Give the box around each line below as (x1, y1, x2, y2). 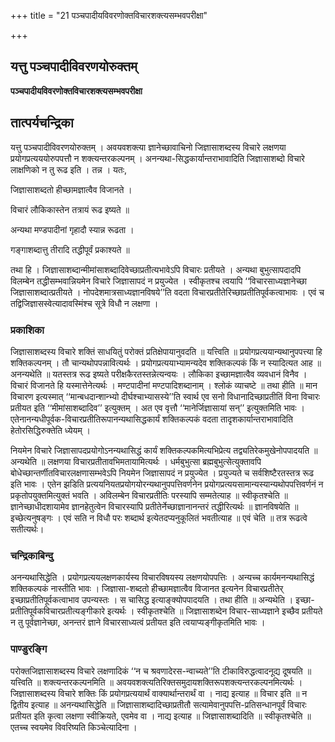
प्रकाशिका (10, 323, 45, 337)
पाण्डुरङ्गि (10, 642, 48, 656)
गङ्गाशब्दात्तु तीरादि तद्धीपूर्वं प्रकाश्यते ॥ (10, 243, 130, 255)
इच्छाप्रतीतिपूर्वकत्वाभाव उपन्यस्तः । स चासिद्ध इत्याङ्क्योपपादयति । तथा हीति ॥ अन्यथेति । (10, 594, 294, 606)
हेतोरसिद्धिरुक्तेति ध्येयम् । (10, 424, 92, 436)
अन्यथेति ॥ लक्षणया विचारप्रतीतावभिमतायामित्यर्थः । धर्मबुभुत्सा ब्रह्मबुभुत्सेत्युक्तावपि (10, 455, 262, 467)
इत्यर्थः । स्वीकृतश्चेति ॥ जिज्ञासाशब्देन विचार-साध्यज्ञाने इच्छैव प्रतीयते (107, 605, 323, 617)
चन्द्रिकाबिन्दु (10, 548, 54, 562)
